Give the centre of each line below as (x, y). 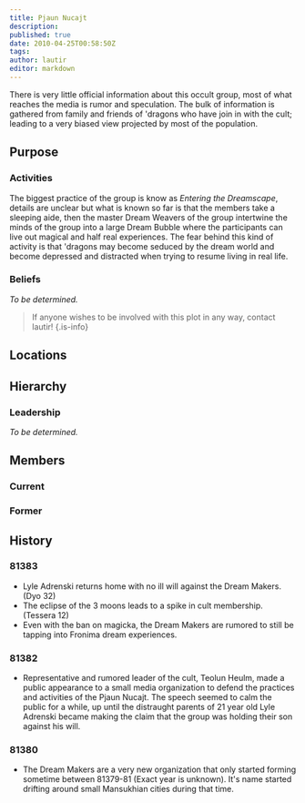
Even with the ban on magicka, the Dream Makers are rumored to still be (158, 625)
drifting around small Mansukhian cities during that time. (128, 789)
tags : (20, 52)
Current (27, 486)
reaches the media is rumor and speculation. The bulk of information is (142, 104)
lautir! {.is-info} (60, 326)
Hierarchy (38, 386)
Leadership (35, 412)
